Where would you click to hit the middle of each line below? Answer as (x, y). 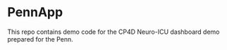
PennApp (35, 12)
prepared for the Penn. (40, 39)
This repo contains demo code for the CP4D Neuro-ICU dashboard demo (114, 32)
